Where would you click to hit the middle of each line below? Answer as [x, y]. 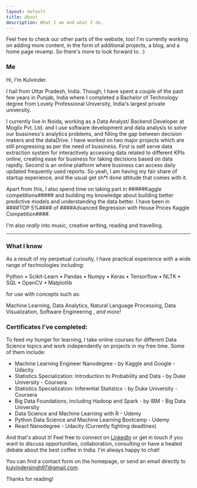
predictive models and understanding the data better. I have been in [88, 201]
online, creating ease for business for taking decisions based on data [89, 159]
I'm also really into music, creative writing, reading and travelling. [85, 225]
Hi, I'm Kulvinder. [27, 79]
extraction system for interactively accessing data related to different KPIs [96, 152]
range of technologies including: [45, 265]
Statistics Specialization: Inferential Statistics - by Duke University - [96, 389]
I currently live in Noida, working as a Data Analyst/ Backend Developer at [95, 121]
